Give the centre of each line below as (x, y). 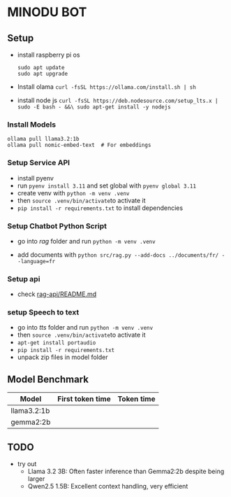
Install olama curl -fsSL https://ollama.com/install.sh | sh (107, 87)
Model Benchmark (48, 379)
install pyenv (36, 178)
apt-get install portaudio (57, 343)
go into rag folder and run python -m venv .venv (86, 241)
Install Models (32, 125)
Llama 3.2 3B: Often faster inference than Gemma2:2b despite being (126, 471)
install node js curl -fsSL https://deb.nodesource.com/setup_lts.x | (118, 100)
